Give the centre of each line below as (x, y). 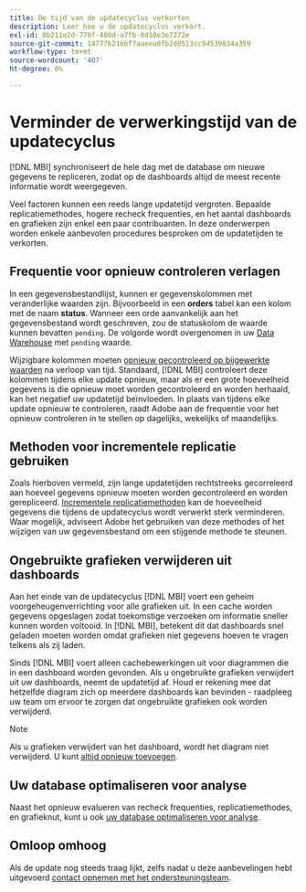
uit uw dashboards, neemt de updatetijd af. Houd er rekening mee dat (140, 683)
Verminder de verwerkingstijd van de (153, 122)
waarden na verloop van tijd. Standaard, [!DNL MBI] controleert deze (138, 369)
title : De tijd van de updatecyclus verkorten (100, 18)
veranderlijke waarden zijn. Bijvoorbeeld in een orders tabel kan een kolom (150, 303)
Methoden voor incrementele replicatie (123, 447)
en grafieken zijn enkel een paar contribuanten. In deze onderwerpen (140, 223)
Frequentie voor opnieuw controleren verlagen (145, 272)
